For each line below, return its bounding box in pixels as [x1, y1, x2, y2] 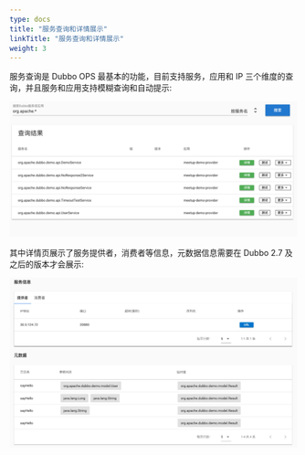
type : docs [9, 15, 51, 24]
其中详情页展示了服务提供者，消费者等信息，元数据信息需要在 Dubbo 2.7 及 [9, 248, 294, 259]
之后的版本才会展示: [9, 259, 85, 270]
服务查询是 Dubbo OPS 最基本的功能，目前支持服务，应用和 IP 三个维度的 [9, 71, 286, 82]
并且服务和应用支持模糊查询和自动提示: [25, 82, 173, 93]
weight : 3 [9, 44, 47, 53]
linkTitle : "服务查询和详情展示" [9, 34, 125, 43]
